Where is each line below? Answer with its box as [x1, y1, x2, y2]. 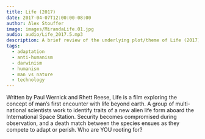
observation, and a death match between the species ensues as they [6, 119, 180, 127]
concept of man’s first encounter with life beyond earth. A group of [6, 100, 174, 107]
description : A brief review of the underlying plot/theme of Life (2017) [6, 37, 201, 43]
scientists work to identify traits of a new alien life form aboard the [27, 107, 194, 114]
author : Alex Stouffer [6, 20, 64, 26]
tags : [6, 43, 20, 49]
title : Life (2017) [6, 9, 56, 15]
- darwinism [12, 60, 43, 66]
